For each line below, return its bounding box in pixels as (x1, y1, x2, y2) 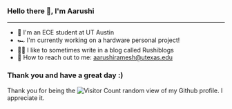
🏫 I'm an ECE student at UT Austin (17, 28, 115, 37)
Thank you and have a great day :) (7, 70, 124, 80)
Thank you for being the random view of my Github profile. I (7, 86, 223, 95)
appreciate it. (7, 93, 45, 102)
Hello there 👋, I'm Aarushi (7, 6, 95, 16)
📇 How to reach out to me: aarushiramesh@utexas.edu (17, 53, 173, 61)
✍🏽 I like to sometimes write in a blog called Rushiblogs (17, 46, 174, 54)
